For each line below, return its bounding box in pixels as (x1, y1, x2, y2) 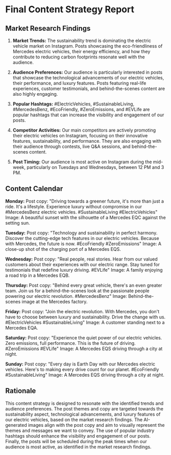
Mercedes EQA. (5, 324, 38, 331)
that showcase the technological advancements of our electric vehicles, (12, 75, 164, 80)
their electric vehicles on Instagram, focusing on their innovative (12, 133, 148, 139)
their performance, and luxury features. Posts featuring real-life (12, 80, 146, 86)
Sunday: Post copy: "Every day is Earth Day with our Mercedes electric (5, 361, 156, 367)
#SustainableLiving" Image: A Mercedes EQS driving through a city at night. (5, 372, 165, 378)
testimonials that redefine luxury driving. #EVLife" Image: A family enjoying (5, 267, 163, 273)
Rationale (5, 386, 36, 395)
